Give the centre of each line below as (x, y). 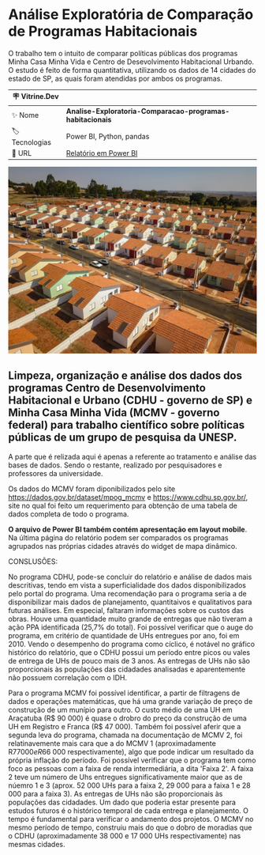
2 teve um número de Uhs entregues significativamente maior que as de (125, 777)
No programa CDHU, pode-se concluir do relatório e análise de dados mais (130, 577)
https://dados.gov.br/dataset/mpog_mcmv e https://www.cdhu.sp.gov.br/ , (128, 497)
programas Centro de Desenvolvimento (107, 388)
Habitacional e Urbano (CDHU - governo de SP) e (130, 401)
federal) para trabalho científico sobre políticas (127, 425)
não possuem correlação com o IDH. (68, 677)
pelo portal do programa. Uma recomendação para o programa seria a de (127, 593)
